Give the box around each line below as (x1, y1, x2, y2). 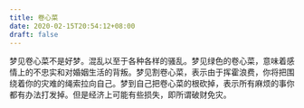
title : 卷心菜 (9, 13, 59, 22)
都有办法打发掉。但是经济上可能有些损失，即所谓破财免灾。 (9, 89, 232, 100)
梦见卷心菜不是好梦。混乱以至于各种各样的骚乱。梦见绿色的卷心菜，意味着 (9, 56, 287, 67)
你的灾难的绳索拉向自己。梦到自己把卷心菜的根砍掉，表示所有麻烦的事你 (24, 78, 295, 89)
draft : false (9, 30, 59, 39)
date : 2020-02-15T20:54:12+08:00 (9, 22, 136, 31)
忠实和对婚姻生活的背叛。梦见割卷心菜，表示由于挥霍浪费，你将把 (40, 67, 287, 77)
